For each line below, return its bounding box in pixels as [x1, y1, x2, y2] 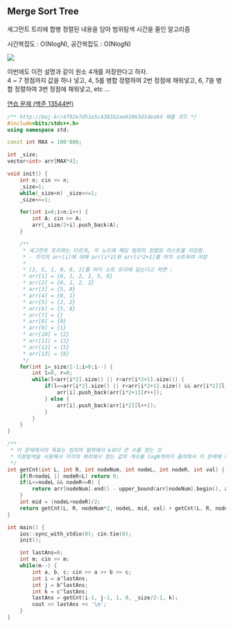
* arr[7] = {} [22, 312, 64, 319]
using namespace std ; [7, 126, 70, 133]
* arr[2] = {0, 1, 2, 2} [22, 279, 95, 287]
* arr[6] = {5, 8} [22, 305, 76, 312]
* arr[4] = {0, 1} [22, 292, 76, 299]
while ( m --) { [19, 562, 58, 569]
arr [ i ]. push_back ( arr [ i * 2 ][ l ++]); [56, 402, 157, 409]
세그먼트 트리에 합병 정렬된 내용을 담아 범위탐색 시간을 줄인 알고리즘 [7, 24, 191, 33]
